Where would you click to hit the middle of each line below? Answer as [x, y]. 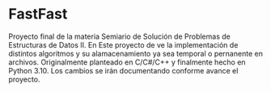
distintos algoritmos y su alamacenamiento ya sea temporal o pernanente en [135, 53]
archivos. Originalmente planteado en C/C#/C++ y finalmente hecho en [127, 62]
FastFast [38, 14]
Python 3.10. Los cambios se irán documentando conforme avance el [123, 70]
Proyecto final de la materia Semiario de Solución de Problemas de [119, 36]
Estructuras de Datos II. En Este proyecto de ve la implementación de [123, 44]
